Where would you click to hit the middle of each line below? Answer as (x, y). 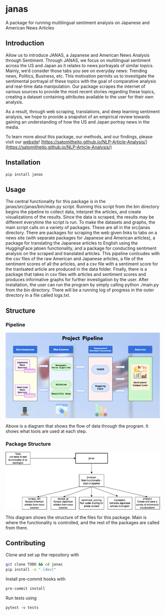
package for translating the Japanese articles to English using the (72, 243)
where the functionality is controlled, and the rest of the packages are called (82, 522)
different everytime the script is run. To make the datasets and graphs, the (81, 222)
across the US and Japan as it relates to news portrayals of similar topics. (80, 65)
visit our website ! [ (24, 142)
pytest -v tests (22, 607)
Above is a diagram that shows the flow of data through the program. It (77, 426)
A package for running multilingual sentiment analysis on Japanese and (78, 23)
